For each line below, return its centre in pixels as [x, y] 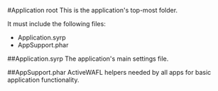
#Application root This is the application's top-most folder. [93, 10]
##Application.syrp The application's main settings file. [88, 59]
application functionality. [43, 80]
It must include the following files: [57, 24]
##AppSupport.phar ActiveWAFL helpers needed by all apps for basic [109, 72]
